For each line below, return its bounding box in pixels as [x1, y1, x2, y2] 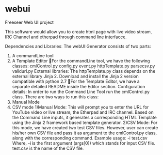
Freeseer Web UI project [5, 19, 54, 25]
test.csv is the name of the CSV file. [12, 145, 84, 151]
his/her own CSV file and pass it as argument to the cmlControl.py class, [12, 130, 157, 136]
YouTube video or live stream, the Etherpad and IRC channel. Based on [12, 109, 154, 115]
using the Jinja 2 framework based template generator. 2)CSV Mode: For [12, 120, 158, 125]
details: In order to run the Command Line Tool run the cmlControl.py [12, 89, 150, 94]
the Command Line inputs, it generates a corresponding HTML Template [12, 114, 157, 120]
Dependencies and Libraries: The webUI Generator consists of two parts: [5, 43, 151, 49]
